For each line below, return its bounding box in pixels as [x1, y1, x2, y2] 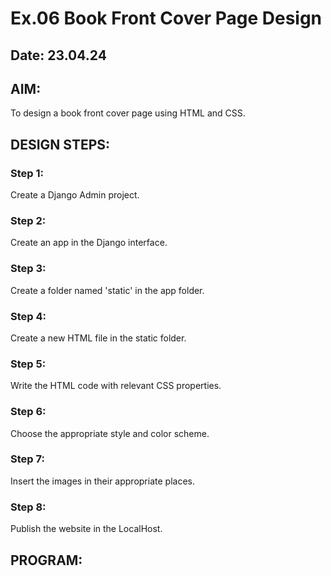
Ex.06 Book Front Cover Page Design [10, 7, 323, 30]
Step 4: [10, 309, 47, 323]
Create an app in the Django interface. [10, 237, 168, 249]
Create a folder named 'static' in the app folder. [10, 284, 205, 296]
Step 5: [10, 357, 47, 371]
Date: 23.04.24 [10, 47, 107, 64]
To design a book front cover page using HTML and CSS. [10, 107, 246, 119]
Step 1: [10, 166, 44, 180]
